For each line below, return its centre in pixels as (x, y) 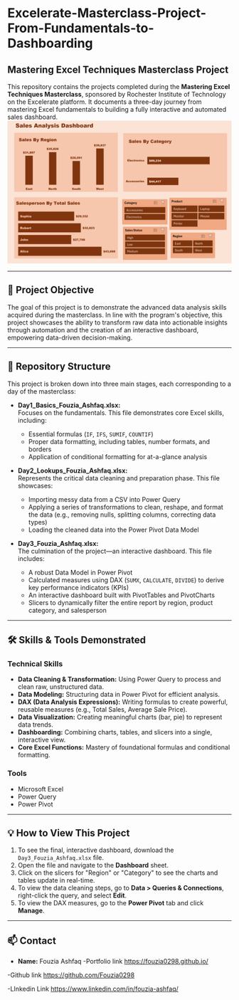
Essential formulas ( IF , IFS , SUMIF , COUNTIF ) (91, 434)
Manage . (31, 911)
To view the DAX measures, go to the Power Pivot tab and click (111, 903)
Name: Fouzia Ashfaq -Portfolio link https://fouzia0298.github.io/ (113, 962)
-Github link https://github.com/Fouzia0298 (71, 975)
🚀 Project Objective (51, 290)
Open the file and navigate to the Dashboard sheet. (93, 865)
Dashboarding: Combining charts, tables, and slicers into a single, (115, 732)
